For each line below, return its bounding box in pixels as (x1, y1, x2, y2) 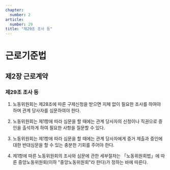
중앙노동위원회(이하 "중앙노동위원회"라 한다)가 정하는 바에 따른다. (18, 159, 149, 165)
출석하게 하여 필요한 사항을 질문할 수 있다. (22, 125, 105, 131)
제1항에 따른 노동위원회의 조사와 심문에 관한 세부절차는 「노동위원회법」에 (12, 153, 160, 159)
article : (5, 17, 24, 22)
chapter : (5, 7, 24, 13)
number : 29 (10, 21, 33, 27)
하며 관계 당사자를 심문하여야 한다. (12, 108, 81, 113)
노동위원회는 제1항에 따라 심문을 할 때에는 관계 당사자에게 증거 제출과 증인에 (12, 136, 163, 141)
